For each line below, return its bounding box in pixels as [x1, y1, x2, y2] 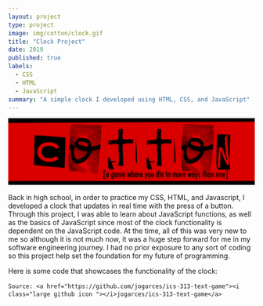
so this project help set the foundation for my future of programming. [8, 251, 231, 260]
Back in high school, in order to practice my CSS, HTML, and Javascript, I [8, 193, 245, 202]
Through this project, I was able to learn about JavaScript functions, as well [8, 209, 252, 219]
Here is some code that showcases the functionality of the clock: [8, 267, 218, 276]
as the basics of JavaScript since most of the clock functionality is [8, 218, 222, 228]
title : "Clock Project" [8, 38, 86, 46]
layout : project [8, 13, 61, 20]
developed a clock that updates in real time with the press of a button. [8, 201, 234, 211]
